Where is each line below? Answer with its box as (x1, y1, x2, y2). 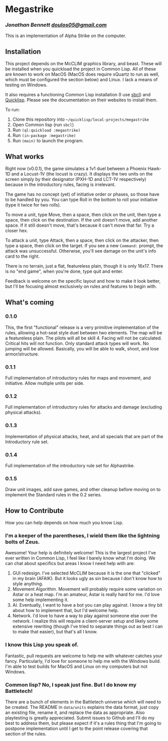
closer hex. (5, 228, 29, 234)
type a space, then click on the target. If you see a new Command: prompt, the (5, 243, 163, 249)
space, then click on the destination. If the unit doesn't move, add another (5, 217, 158, 223)
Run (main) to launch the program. (12, 138, 84, 144)
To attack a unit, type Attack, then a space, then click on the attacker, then (5, 237, 159, 244)
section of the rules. (5, 730, 47, 736)
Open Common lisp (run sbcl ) (12, 122, 74, 128)
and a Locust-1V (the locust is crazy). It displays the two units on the (11, 171, 153, 177)
